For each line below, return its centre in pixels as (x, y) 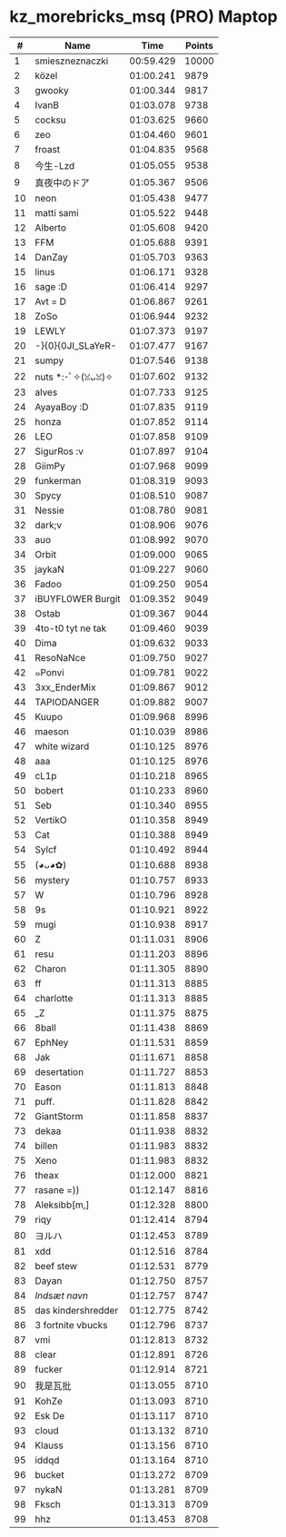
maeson (52, 731)
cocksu (50, 120)
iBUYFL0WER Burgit (78, 598)
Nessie (50, 510)
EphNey (52, 1042)
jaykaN (50, 569)
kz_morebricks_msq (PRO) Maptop (144, 17)
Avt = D (50, 301)
